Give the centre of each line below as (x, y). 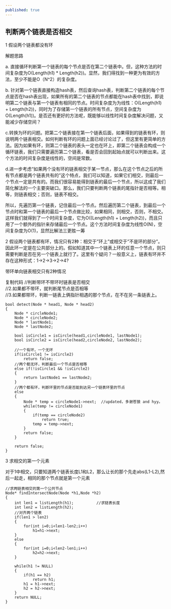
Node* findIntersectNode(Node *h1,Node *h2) (53, 493)
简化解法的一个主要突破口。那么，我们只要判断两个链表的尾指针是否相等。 (83, 188)
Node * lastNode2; (34, 327)
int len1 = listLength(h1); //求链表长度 (67, 503)
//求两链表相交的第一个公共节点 (34, 489)
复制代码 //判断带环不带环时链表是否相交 (48, 282)
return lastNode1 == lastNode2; (58, 378)
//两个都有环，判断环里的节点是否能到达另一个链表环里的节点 (70, 388)
